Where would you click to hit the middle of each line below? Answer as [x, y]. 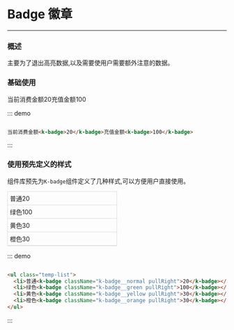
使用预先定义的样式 [39, 164]
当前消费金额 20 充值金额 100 [47, 99]
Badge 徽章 [40, 14]
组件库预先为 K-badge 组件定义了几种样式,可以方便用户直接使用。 [99, 181]
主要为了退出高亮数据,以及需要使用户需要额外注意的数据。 [91, 63]
